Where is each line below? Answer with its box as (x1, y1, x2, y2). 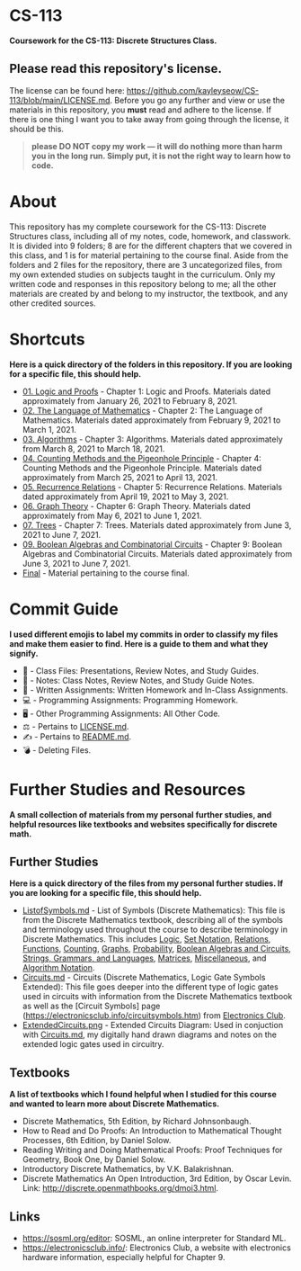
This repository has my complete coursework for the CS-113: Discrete (9, 221, 267, 232)
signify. (9, 648, 39, 658)
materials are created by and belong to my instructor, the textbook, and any (9, 288, 288, 299)
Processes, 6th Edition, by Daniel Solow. (22, 1135, 172, 1146)
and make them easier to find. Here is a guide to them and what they (9, 638, 269, 649)
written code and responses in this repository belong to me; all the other (9, 278, 277, 289)
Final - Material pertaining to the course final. (22, 568, 190, 578)
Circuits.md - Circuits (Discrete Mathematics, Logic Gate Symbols (22, 972, 266, 983)
